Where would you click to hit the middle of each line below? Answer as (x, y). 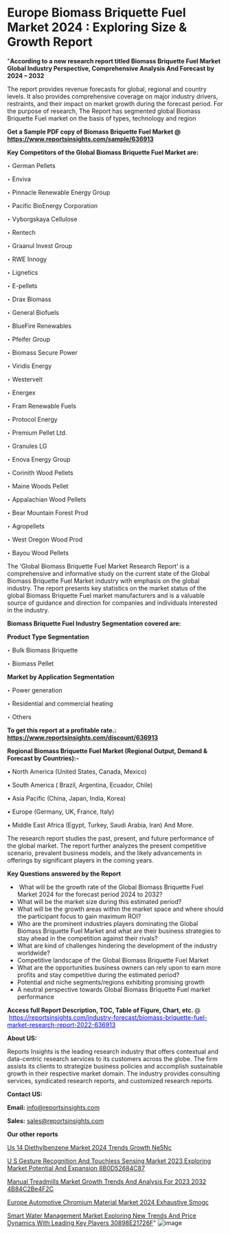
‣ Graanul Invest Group (40, 245)
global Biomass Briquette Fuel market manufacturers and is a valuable (106, 595)
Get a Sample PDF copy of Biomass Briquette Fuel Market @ (94, 132)
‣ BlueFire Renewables (39, 326)
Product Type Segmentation (48, 637)
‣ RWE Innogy (27, 259)
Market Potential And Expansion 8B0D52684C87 (76, 1168)
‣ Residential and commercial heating (60, 703)
